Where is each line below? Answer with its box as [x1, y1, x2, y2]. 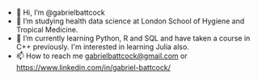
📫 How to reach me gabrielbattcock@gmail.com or [15, 51, 188, 61]
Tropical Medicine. [15, 25, 78, 34]
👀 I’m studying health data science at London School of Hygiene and [15, 16, 245, 26]
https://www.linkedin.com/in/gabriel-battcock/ [15, 63, 171, 72]
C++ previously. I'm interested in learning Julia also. [15, 42, 190, 52]
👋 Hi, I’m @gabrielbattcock [15, 8, 105, 17]
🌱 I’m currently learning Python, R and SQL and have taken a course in [15, 33, 251, 43]
